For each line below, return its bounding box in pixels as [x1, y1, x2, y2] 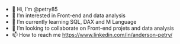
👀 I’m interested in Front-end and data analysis [11, 12, 126, 19]
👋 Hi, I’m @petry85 [11, 6, 58, 12]
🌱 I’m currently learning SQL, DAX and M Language [11, 18, 137, 25]
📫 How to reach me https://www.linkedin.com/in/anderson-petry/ [11, 32, 173, 38]
